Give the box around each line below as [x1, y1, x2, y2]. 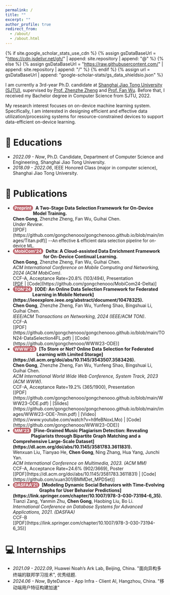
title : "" [5, 12, 26, 17]
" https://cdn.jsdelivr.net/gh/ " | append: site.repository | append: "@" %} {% [5, 55, 164, 61]
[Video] [80, 411, 97, 417]
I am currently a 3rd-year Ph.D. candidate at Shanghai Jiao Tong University [5, 81, 163, 87]
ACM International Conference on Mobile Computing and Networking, [12, 264, 159, 270]
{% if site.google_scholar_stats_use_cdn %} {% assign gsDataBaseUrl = [5, 50, 156, 56]
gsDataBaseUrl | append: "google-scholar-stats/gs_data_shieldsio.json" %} [5, 72, 164, 78]
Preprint [14, 205, 32, 211]
